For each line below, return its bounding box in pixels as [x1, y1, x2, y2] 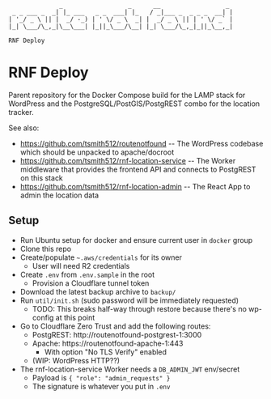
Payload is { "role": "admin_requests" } [32, 372, 171, 382]
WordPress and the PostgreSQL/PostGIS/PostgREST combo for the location [8, 99, 260, 108]
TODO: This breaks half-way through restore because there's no [32, 303, 247, 313]
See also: [8, 123, 40, 133]
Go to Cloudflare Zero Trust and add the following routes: [19, 321, 211, 331]
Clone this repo [19, 244, 71, 253]
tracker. [8, 107, 34, 117]
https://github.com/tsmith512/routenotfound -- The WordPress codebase [19, 138, 264, 148]
